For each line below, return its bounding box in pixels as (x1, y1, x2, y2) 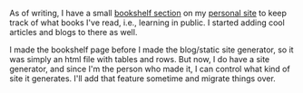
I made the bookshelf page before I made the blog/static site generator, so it (9, 44, 294, 55)
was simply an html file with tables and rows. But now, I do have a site (9, 54, 270, 64)
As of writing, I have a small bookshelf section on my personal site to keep (9, 8, 288, 18)
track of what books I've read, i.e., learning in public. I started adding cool (9, 17, 286, 28)
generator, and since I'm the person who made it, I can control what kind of (9, 63, 290, 74)
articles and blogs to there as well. (9, 27, 138, 37)
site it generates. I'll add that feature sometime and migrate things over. (9, 73, 277, 84)
